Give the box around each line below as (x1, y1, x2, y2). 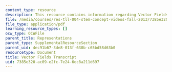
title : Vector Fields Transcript (5, 54, 77, 60)
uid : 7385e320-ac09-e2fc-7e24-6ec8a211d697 (5, 59, 100, 64)
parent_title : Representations (5, 36, 72, 41)
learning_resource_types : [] (5, 26, 68, 31)
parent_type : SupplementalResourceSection (5, 41, 97, 46)
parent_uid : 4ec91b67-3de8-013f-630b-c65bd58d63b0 (5, 45, 116, 50)
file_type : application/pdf (5, 21, 66, 27)
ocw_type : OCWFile (5, 31, 45, 36)
